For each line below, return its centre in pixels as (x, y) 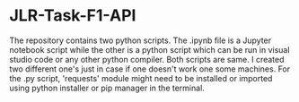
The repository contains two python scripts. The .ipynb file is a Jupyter (141, 40)
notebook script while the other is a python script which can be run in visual (149, 49)
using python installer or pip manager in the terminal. (107, 88)
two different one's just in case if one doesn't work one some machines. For (150, 69)
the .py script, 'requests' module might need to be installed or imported (141, 78)
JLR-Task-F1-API (73, 16)
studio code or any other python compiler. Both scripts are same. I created (147, 59)
